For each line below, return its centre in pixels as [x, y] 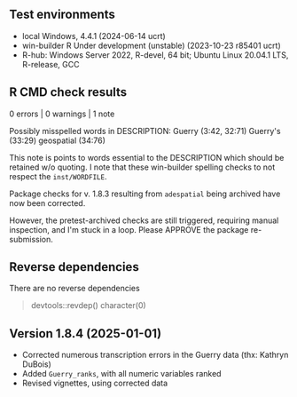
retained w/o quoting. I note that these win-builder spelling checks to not [142, 167]
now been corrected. [47, 202]
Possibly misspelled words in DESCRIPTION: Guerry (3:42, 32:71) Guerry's [145, 131]
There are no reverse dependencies [74, 289]
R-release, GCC [51, 64]
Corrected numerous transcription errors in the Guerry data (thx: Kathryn [155, 355]
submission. [31, 239]
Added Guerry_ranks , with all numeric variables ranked [121, 374]
